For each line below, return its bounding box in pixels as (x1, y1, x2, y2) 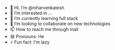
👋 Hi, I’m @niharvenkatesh (9, 5, 64, 10)
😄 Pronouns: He (9, 33, 44, 39)
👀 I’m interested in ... (9, 10, 52, 16)
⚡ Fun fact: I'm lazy (9, 39, 50, 45)
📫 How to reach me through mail (9, 26, 78, 32)
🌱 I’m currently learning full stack (9, 15, 78, 21)
